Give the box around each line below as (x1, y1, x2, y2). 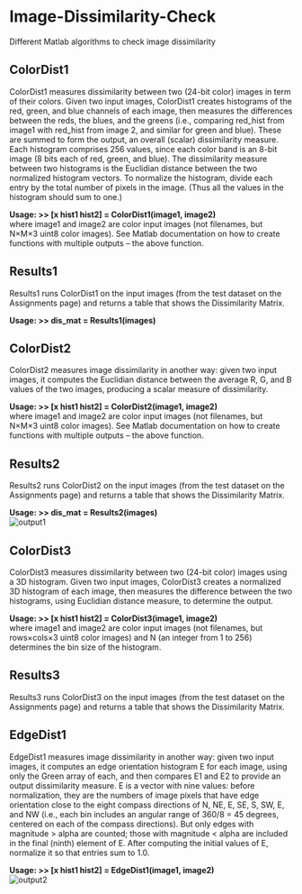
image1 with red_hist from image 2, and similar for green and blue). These (9, 124, 281, 135)
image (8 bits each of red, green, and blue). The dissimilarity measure (9, 153, 268, 164)
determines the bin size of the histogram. (9, 642, 162, 652)
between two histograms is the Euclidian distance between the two (9, 162, 258, 173)
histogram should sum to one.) (9, 191, 123, 202)
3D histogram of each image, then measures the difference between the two (9, 586, 293, 597)
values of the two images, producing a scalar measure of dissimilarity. (9, 384, 269, 395)
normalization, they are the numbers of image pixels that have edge (9, 789, 260, 800)
